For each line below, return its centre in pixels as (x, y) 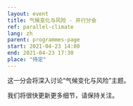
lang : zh (20, 33)
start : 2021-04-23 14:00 (44, 46)
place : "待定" (27, 60)
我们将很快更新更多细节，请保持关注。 (63, 95)
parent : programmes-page (44, 40)
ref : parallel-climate (40, 27)
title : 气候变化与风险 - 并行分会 (52, 20)
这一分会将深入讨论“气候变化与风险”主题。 (69, 80)
